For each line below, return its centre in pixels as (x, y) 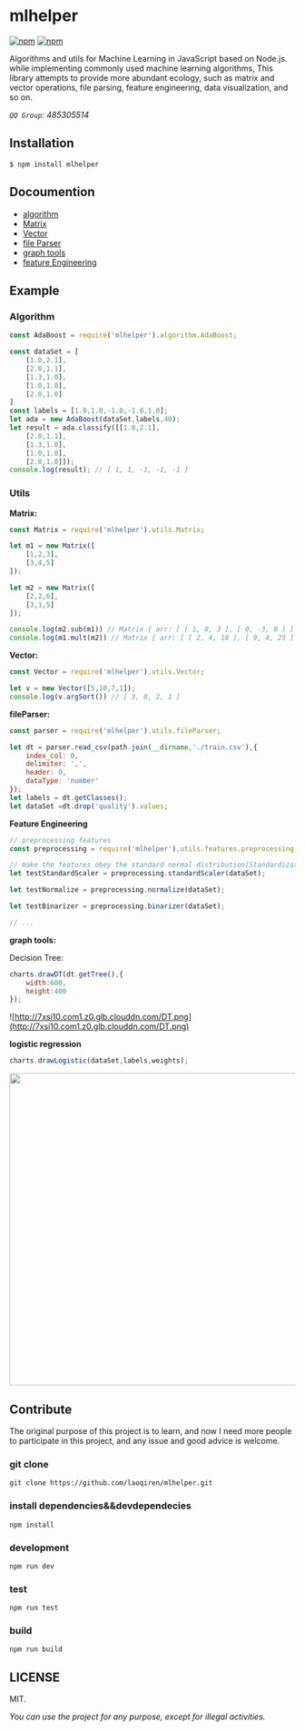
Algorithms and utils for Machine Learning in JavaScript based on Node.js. (148, 58)
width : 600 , (46, 983)
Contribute (41, 1409)
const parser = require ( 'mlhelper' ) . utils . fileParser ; (115, 731)
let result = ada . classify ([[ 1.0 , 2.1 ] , (85, 428)
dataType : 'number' (63, 781)
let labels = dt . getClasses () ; (69, 797)
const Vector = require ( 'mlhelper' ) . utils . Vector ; (107, 672)
